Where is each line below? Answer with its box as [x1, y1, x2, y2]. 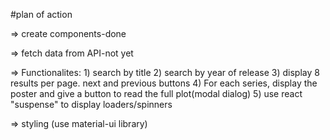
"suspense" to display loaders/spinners [10, 99, 173, 110]
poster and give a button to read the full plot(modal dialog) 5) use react [10, 88, 303, 99]
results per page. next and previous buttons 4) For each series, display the [10, 77, 318, 89]
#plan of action [10, 9, 73, 20]
